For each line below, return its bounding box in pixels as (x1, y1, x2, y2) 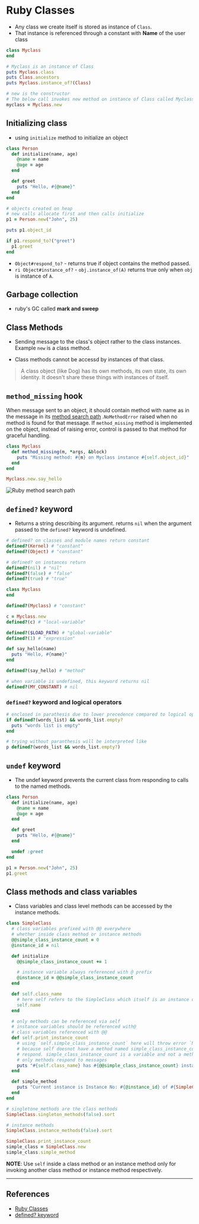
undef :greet (11, 848, 44, 854)
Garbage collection (6, 290, 79, 300)
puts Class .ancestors (6, 75, 60, 81)
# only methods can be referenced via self (11, 1018, 120, 1024)
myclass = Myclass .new (6, 101, 62, 107)
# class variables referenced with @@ (11, 1029, 108, 1035)
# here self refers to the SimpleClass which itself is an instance (17, 996, 190, 1003)
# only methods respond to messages (17, 1057, 108, 1063)
